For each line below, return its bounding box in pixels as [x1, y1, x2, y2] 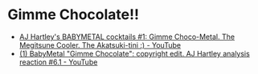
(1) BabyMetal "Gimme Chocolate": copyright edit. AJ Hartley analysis [18, 49, 250, 58]
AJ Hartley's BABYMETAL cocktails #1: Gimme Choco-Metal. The [18, 32, 235, 41]
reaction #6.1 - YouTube [18, 57, 98, 67]
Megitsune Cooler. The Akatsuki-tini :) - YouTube [18, 40, 182, 49]
